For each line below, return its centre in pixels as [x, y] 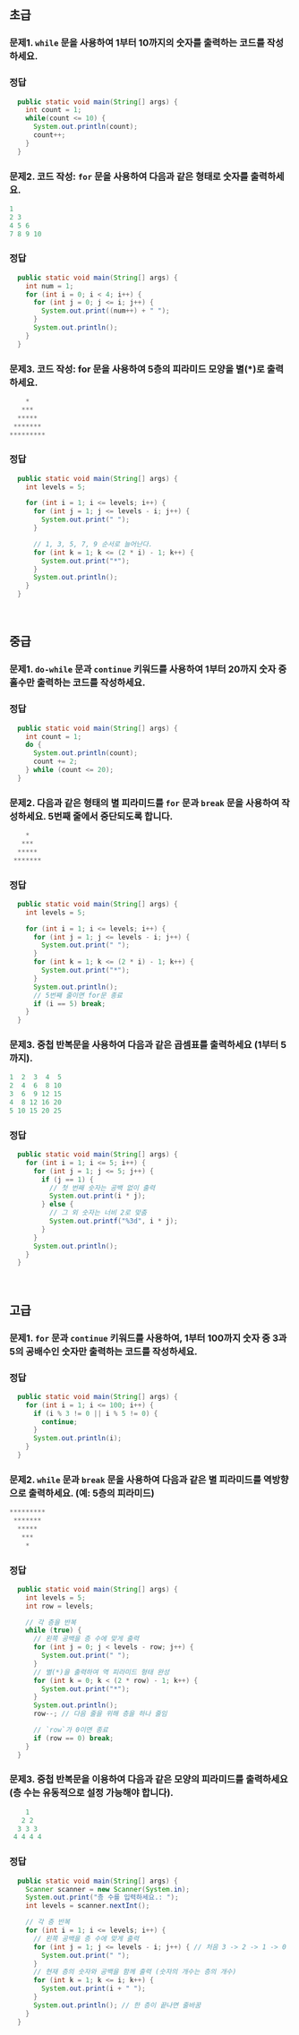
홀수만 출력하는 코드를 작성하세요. [77, 683]
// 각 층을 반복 [51, 1622]
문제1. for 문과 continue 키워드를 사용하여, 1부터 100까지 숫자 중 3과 [148, 1338]
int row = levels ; [60, 1606]
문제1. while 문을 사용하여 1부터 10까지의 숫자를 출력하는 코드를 [137, 43]
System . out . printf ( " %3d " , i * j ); [113, 1221]
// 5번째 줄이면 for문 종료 [78, 995]
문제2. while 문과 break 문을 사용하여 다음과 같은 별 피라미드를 [135, 1480]
